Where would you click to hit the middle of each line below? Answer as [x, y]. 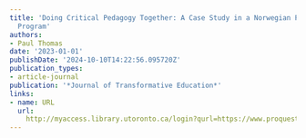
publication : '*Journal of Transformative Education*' [116, 85]
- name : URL [32, 102]
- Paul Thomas [36, 43]
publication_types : [46, 69]
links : [22, 94]
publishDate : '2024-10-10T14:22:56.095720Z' [95, 60]
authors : [26, 34]
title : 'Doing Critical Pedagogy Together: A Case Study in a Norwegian [150, 18]
